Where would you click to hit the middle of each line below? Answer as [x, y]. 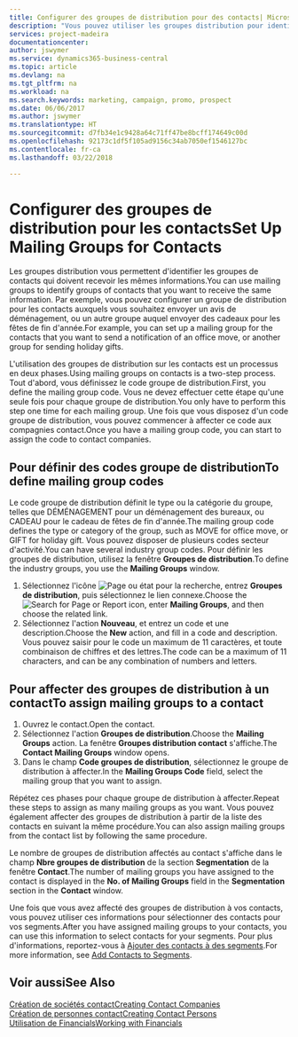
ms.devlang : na [37, 75]
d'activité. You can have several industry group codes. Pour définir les [136, 550]
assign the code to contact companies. [80, 439]
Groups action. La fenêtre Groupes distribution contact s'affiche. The [149, 743]
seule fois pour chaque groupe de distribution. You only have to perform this [148, 402]
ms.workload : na [39, 91]
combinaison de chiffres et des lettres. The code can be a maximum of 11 [154, 652]
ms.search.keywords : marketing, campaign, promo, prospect [121, 100]
